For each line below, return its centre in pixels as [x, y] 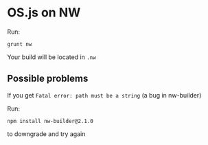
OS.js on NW [44, 13]
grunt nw [20, 44]
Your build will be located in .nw [51, 57]
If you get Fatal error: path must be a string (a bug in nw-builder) [104, 95]
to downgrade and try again [46, 134]
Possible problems [48, 79]
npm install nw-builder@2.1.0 [50, 121]
